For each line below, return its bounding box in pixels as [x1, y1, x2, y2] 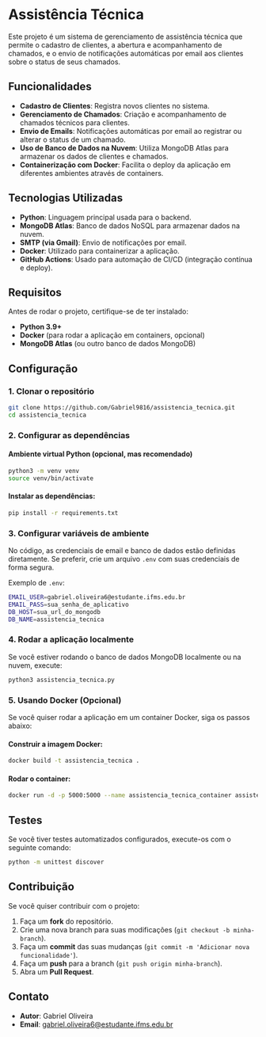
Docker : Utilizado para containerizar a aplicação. [19, 246, 180, 255]
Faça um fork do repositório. [19, 917, 113, 926]
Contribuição [8, 880, 75, 894]
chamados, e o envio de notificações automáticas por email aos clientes [8, 48, 244, 58]
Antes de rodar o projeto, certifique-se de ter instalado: [8, 307, 188, 316]
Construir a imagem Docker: [8, 739, 103, 749]
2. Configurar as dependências [8, 429, 131, 440]
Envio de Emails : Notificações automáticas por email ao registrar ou [19, 126, 242, 135]
